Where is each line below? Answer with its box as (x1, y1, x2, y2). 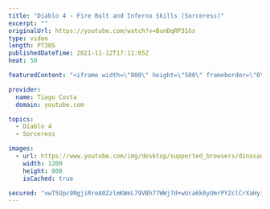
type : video (8, 34, 48, 43)
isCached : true (22, 174, 74, 182)
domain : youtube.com (15, 100, 84, 109)
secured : (8, 189, 38, 197)
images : (8, 145, 35, 153)
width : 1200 (22, 159, 63, 167)
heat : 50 (8, 57, 38, 65)
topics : (8, 115, 35, 123)
